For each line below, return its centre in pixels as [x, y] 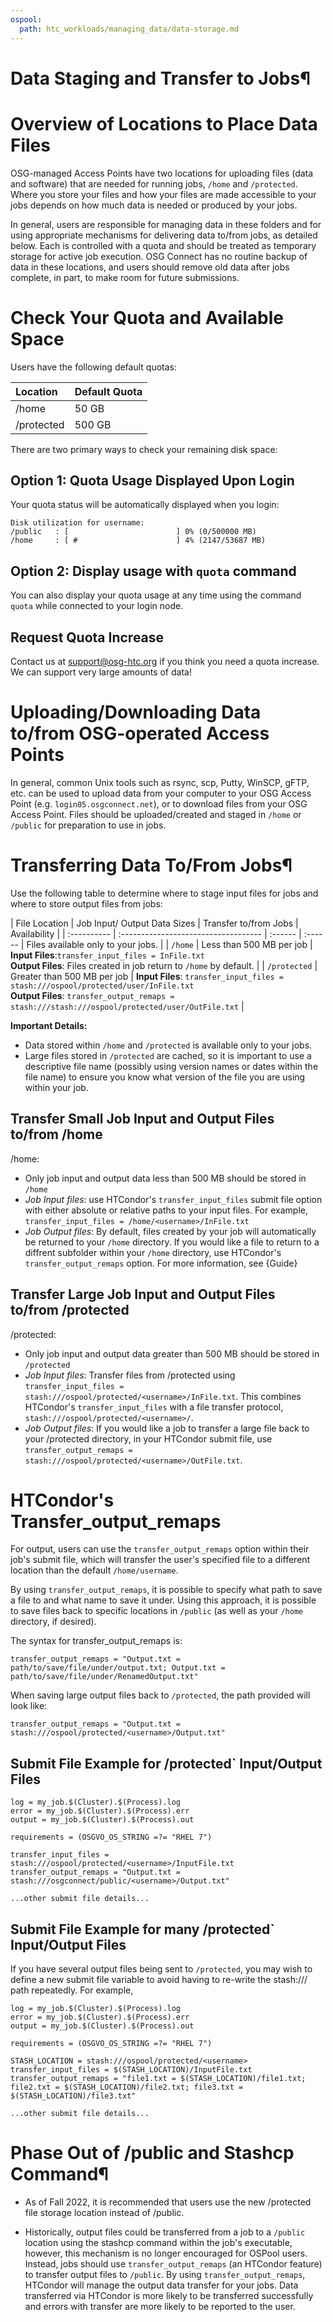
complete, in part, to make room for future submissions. [125, 277]
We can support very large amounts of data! [101, 672]
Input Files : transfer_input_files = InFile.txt [107, 955]
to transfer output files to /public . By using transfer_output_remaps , [165, 2274]
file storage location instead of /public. [104, 2212]
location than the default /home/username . [94, 1570]
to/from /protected [70, 1310]
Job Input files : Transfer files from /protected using [130, 1375]
